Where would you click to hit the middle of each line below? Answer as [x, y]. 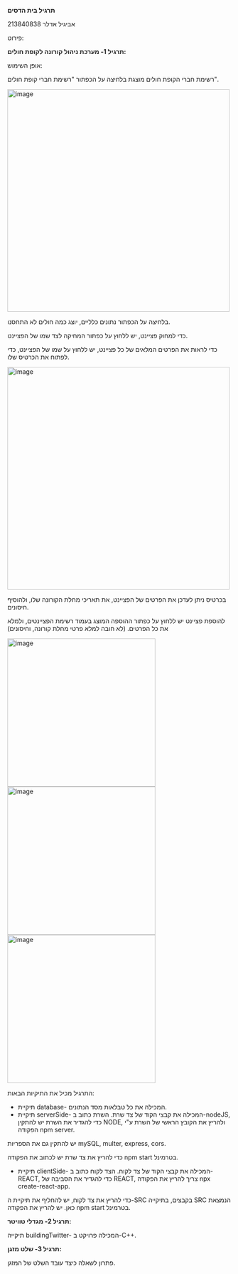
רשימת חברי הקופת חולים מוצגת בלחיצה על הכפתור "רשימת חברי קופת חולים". [113, 79]
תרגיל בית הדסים [31, 10]
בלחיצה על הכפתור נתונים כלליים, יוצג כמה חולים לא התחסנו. [89, 322]
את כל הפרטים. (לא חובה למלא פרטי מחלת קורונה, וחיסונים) [88, 628]
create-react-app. [44, 1186]
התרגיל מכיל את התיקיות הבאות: [51, 1093]
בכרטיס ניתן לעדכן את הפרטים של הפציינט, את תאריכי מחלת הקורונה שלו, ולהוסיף [117, 600]
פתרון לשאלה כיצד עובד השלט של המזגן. [61, 1263]
